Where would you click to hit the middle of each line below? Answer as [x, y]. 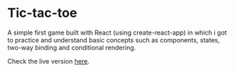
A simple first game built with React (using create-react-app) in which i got [117, 32]
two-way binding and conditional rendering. [72, 47]
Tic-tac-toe [42, 13]
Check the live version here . [49, 61]
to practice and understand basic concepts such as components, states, [114, 40]
